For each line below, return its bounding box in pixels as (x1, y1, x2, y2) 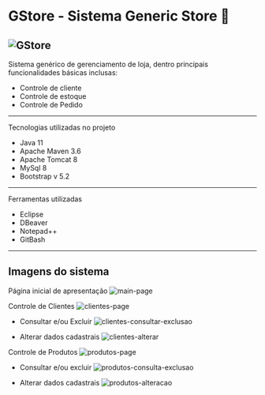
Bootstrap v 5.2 (19, 171, 70, 181)
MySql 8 (19, 164, 47, 172)
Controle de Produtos (8, 347, 78, 356)
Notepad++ (19, 227, 58, 235)
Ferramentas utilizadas (8, 194, 83, 204)
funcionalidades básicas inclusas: (8, 68, 118, 77)
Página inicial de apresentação (8, 286, 108, 295)
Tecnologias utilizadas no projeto (8, 122, 116, 132)
